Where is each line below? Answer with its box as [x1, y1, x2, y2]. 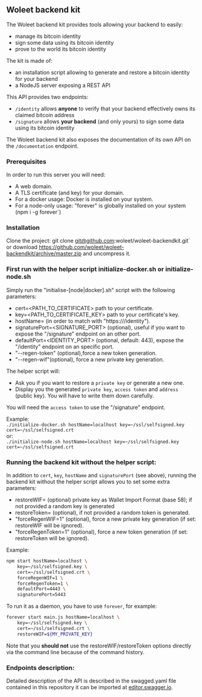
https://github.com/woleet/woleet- [39, 244, 125, 251]
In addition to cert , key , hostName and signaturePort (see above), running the [6, 472, 197, 479]
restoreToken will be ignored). [14, 535, 89, 542]
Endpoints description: [6, 663, 75, 672]
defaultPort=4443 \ [17, 586, 66, 592]
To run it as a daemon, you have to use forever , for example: [6, 603, 157, 610]
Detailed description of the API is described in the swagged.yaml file [6, 677, 177, 684]
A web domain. [14, 183, 53, 190]
